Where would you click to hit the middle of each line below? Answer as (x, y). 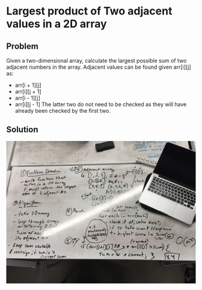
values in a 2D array (57, 24)
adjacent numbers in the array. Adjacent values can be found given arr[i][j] (99, 67)
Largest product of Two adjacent (89, 11)
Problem (23, 46)
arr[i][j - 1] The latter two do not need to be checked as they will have (101, 104)
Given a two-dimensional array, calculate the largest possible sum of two (96, 61)
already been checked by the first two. (63, 111)
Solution (22, 130)
